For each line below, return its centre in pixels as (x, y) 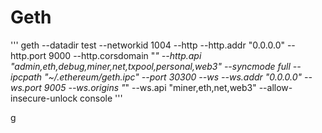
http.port (28, 55)
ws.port (26, 87)
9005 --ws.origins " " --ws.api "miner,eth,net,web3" (150, 87)
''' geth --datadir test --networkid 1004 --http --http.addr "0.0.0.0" (147, 45)
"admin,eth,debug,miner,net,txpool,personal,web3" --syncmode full (150, 66)
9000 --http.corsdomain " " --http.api (125, 55)
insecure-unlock (44, 98)
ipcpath (26, 77)
